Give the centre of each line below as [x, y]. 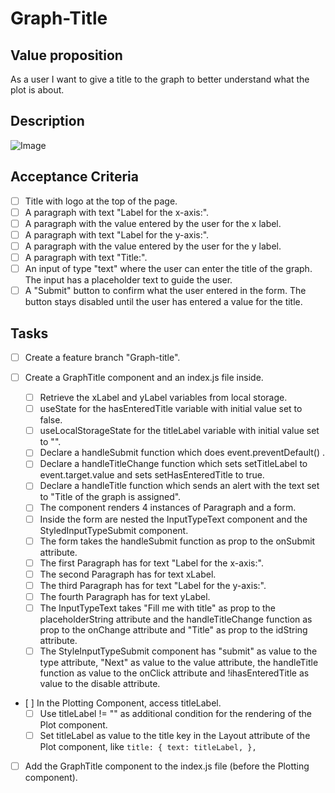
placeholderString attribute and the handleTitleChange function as [176, 619]
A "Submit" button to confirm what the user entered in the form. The [165, 291]
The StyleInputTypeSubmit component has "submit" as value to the [178, 651]
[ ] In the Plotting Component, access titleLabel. [123, 703]
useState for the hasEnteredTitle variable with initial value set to [171, 409]
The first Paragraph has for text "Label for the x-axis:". [151, 563]
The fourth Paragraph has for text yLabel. [125, 596]
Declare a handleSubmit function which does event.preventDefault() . [182, 453]
